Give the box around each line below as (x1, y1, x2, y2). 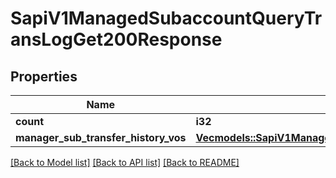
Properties (10, 68, 78, 85)
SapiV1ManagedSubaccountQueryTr (10, 7, 323, 30)
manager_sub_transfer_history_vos (15, 131, 187, 144)
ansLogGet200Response (10, 28, 223, 51)
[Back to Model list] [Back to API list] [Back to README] (10, 157, 240, 168)
